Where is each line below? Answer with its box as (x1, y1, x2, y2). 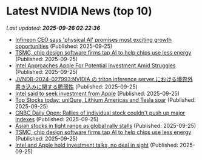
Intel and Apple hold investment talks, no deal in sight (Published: (15, 141, 179, 148)
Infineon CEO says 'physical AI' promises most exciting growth (15, 36, 172, 43)
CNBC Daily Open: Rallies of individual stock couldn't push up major (15, 109, 185, 116)
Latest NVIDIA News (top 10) (6, 4, 153, 18)
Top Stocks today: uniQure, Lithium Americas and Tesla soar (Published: (15, 96, 196, 104)
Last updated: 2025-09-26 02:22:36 (6, 24, 101, 32)
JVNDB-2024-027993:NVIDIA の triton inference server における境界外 (15, 75, 193, 82)
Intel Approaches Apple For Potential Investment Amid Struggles (15, 62, 176, 69)
